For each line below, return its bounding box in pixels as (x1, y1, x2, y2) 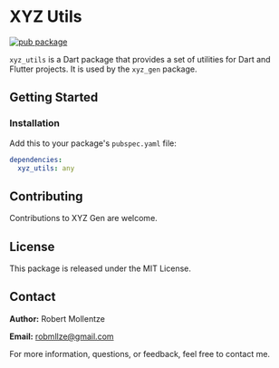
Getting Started (9, 90, 99, 105)
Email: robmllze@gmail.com (9, 331, 115, 342)
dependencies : (9, 155, 63, 164)
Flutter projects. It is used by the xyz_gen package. (9, 63, 197, 74)
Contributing (9, 189, 83, 204)
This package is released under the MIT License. (9, 263, 192, 274)
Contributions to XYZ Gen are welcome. (9, 213, 159, 224)
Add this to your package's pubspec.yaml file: (9, 138, 177, 149)
